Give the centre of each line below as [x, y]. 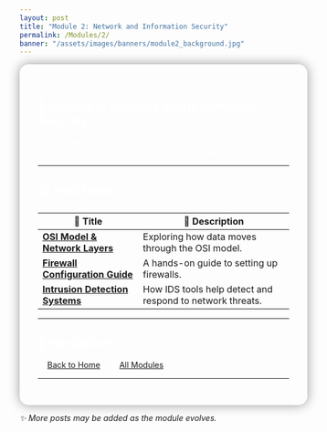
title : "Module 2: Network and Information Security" [124, 26]
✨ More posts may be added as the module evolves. [118, 417]
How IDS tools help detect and [208, 289]
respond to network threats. [203, 300]
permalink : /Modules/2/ [65, 35]
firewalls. [162, 274]
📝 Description [214, 221]
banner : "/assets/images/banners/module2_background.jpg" [132, 43]
